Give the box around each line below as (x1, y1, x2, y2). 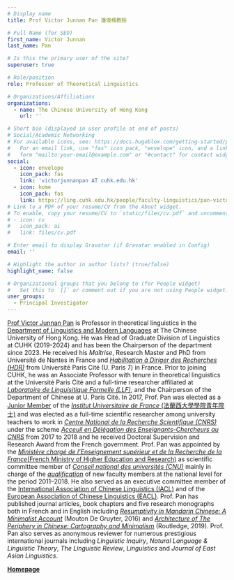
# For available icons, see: (7, 138, 92, 145)
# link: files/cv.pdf (7, 229, 77, 236)
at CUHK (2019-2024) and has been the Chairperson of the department (7, 341, 212, 349)
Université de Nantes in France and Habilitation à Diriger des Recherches (7, 356, 217, 364)
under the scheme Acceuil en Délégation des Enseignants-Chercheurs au (7, 426, 219, 433)
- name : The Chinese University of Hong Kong (13, 106, 148, 113)
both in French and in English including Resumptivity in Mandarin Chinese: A (7, 507, 226, 515)
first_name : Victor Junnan (7, 36, 86, 43)
